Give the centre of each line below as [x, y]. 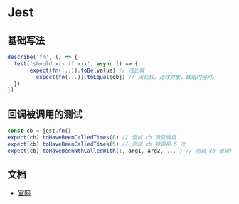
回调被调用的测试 [45, 114]
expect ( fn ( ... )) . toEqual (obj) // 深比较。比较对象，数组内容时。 [127, 77]
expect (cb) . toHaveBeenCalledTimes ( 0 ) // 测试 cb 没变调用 [92, 137]
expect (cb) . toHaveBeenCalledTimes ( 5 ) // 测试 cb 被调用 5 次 [97, 144]
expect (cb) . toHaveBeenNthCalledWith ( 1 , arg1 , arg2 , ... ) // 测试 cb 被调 [118, 151]
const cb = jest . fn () [39, 131]
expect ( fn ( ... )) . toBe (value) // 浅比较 [87, 70]
